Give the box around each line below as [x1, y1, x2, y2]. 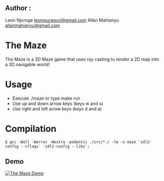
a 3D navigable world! [5, 61, 50, 67]
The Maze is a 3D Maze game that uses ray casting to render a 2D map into [5, 56, 160, 62]
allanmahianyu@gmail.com [5, 22, 60, 28]
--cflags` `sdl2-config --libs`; [20, 144, 90, 149]
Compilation [5, 123, 56, 134]
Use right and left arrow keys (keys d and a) [12, 106, 102, 112]
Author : [5, 4, 31, 12]
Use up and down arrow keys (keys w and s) [12, 100, 103, 106]
